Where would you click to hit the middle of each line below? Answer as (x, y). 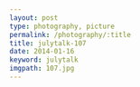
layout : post (34, 18)
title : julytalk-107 (48, 43)
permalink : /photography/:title (70, 34)
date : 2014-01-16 (42, 52)
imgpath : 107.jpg (42, 69)
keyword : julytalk (44, 60)
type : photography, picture (62, 26)
